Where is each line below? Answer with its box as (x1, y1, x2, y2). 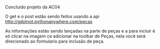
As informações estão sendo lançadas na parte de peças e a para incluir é (5, 28, 156, 33)
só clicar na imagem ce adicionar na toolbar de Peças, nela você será (5, 33, 146, 39)
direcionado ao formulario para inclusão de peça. (5, 38, 105, 44)
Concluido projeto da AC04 (5, 4, 60, 10)
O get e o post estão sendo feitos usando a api (5, 14, 100, 19)
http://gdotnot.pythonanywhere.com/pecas (5, 19, 93, 24)
